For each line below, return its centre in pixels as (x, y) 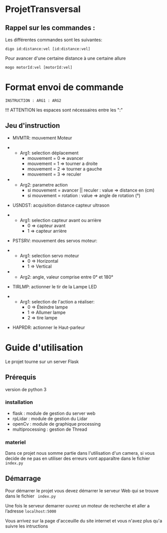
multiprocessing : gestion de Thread (50, 429)
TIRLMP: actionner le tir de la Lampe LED (54, 286)
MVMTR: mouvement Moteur (42, 138)
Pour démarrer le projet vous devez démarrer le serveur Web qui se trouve (82, 490)
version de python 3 (26, 389)
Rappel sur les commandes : (50, 28)
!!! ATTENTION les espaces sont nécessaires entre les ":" (64, 110)
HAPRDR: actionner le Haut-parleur (48, 327)
